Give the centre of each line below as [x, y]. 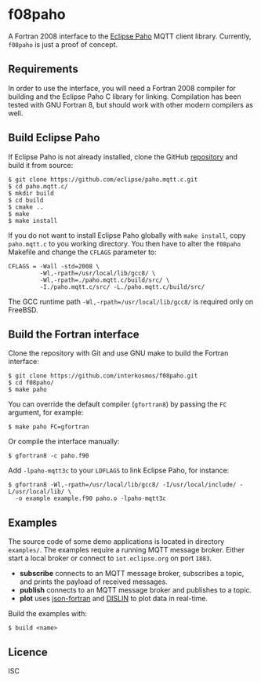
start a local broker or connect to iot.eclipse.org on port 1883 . [110, 558]
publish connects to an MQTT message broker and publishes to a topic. [136, 590]
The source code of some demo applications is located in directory [116, 542]
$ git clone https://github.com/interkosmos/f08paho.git [103, 376]
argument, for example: [46, 413]
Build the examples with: [48, 614]
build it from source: [41, 165]
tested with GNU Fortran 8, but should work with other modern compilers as [130, 104]
